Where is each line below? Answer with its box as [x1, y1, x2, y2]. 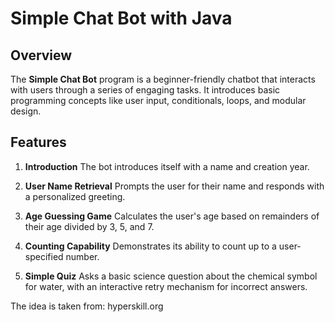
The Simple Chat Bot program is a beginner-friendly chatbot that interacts [10, 73, 316, 85]
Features [10, 134, 67, 151]
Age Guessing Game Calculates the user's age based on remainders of [24, 210, 320, 222]
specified [24, 250, 64, 262]
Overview [10, 47, 73, 64]
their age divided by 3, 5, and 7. [24, 220, 155, 232]
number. [65, 250, 100, 262]
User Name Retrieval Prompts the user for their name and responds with [24, 180, 325, 192]
